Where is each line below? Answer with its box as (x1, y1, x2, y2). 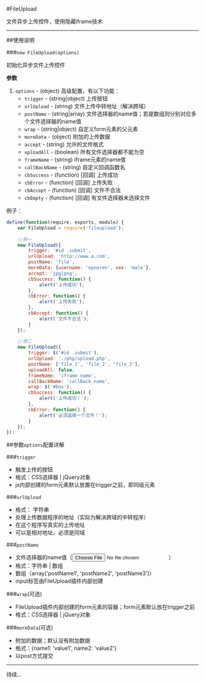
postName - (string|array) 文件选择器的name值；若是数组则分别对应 (24, 110, 192, 117)
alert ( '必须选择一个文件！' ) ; (38, 412, 108, 418)
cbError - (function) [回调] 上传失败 (24, 179, 113, 186)
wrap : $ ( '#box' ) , (28, 384, 72, 390)
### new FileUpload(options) (6, 49, 80, 56)
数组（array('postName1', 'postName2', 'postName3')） (15, 570, 155, 577)
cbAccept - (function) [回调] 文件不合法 (24, 186, 121, 194)
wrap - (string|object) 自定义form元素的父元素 (24, 125, 138, 133)
